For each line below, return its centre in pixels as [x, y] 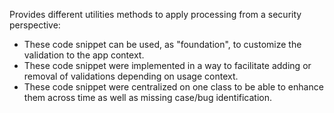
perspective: [35, 25]
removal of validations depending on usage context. [131, 76]
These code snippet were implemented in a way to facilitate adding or [167, 65]
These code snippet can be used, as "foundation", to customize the [162, 44]
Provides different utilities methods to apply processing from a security [155, 14]
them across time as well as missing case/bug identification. [148, 97]
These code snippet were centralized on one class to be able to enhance [173, 87]
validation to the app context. [84, 55]
